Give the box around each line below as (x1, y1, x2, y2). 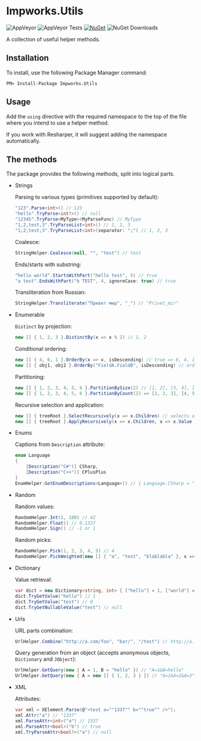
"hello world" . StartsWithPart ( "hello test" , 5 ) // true (14, 272, 157, 278)
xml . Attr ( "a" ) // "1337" (14, 712, 77, 718)
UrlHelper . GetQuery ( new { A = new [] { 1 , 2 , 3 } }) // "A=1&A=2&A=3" (14, 673, 195, 679)
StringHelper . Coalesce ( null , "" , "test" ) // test (14, 250, 142, 256)
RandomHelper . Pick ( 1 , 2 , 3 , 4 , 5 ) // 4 (14, 548, 115, 554)
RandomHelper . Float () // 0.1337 (14, 520, 96, 526)
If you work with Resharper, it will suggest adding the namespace (6, 131, 167, 138)
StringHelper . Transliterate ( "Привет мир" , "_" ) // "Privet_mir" (14, 300, 179, 306)
